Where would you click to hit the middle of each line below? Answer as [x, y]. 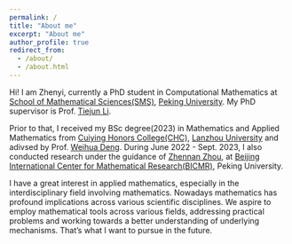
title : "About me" [43, 26]
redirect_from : [37, 51]
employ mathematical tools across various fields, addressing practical [137, 211]
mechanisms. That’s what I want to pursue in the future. [111, 230]
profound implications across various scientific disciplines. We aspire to [140, 201]
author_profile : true [49, 42]
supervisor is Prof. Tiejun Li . [60, 111]
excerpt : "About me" [47, 34]
